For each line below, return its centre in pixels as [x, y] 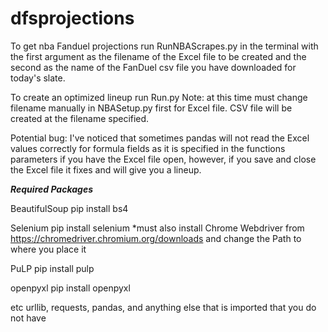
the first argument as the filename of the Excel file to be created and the [158, 56]
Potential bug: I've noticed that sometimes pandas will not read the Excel [160, 138]
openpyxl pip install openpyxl [70, 288]
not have [28, 318]
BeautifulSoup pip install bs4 [69, 208]
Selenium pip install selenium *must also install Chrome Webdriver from [157, 228]
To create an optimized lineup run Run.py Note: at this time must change [159, 97]
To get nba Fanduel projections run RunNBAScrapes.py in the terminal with [164, 46]
